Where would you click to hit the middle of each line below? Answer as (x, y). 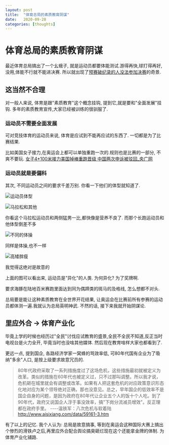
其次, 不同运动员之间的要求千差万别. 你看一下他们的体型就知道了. (73, 185)
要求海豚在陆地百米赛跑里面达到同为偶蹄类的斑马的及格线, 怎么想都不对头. (83, 288)
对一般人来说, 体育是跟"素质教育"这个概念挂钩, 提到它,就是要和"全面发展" (81, 103)
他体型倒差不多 (21, 224)
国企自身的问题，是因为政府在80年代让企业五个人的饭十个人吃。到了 (89, 396)
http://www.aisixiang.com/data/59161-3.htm (63, 414)
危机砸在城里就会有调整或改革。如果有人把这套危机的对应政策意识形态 (91, 383)
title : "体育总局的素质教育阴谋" (37, 15)
